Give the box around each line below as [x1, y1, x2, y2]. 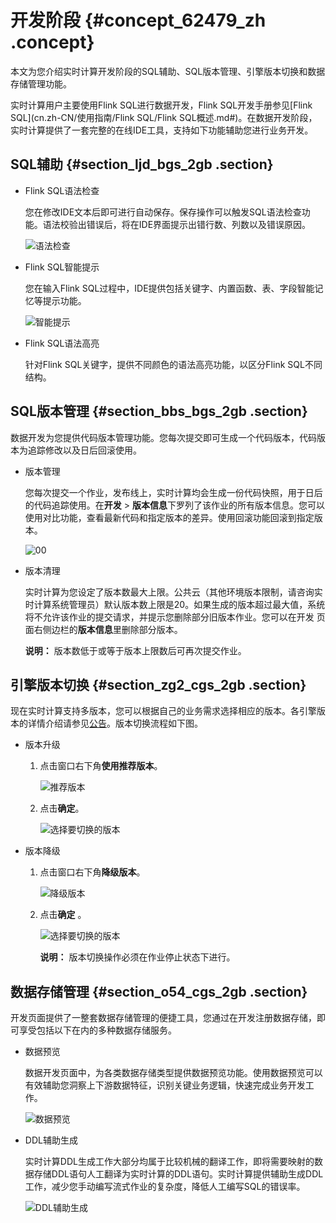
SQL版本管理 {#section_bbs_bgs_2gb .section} [10, 403, 308, 420]
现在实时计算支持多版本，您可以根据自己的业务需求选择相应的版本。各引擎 [10, 705, 317, 717]
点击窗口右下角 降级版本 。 [39, 866, 146, 878]
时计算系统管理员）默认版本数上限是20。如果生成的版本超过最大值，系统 [24, 598, 326, 610]
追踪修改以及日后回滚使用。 [27, 444, 142, 456]
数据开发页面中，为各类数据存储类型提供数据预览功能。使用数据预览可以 [24, 1067, 323, 1079]
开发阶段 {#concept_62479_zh [10, 9, 267, 32]
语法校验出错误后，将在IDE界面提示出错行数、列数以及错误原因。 [42, 218, 312, 230]
